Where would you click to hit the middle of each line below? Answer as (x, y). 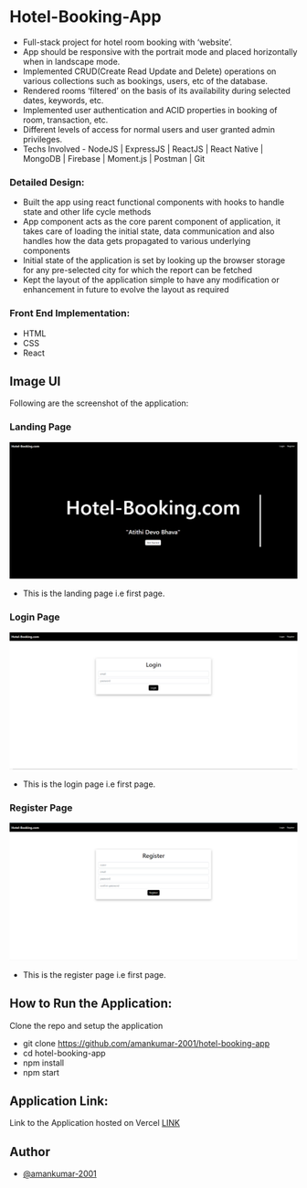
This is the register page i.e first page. (94, 974)
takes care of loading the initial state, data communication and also (148, 231)
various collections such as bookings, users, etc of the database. (145, 80)
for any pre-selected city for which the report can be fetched (138, 270)
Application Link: (59, 1101)
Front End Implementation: (70, 313)
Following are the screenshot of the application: (99, 403)
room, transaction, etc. (65, 120)
